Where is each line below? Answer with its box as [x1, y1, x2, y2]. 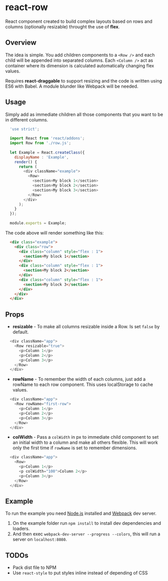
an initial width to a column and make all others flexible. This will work [12, 440, 158, 446]
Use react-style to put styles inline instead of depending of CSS [12, 570, 148, 576]
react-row [5, 2, 48, 13]
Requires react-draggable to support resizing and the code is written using [5, 78, 162, 84]
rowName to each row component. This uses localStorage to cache [12, 381, 153, 388]
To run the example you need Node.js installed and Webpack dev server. [5, 511, 157, 517]
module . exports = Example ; [10, 221, 67, 226]
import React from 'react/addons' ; [10, 136, 85, 141]
